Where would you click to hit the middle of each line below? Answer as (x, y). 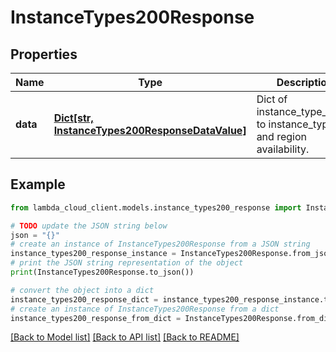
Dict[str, (73, 118)
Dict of (272, 99)
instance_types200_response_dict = (84, 299)
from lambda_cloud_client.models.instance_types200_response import (156, 207)
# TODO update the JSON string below (89, 226)
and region (281, 136)
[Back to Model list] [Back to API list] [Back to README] (125, 337)
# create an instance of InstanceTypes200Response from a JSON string (160, 244)
